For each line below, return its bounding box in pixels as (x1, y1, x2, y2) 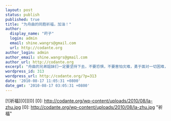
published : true (5, 17, 40, 22)
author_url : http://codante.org (5, 59, 74, 65)
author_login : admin (5, 50, 49, 55)
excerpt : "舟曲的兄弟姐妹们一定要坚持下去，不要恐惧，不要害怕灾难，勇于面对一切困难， (5, 64, 168, 69)
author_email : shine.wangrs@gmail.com (5, 54, 88, 60)
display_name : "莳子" (10, 31, 54, 36)
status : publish (5, 12, 40, 17)
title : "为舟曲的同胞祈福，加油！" (5, 21, 72, 27)
